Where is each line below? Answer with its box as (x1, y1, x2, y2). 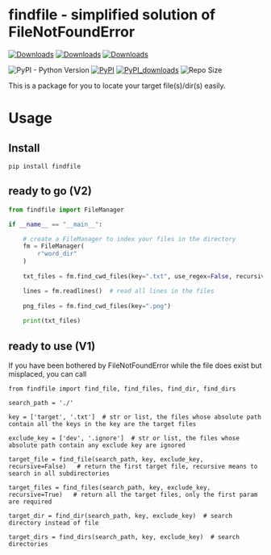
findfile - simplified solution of (8, 6, 216, 24)
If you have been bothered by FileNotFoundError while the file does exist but (8, 361, 262, 370)
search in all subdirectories (8, 469, 110, 478)
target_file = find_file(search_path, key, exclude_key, (8, 455, 204, 463)
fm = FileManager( (23, 242, 85, 251)
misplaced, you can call (8, 369, 87, 378)
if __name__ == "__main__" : (8, 220, 103, 228)
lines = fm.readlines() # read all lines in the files (23, 286, 215, 295)
